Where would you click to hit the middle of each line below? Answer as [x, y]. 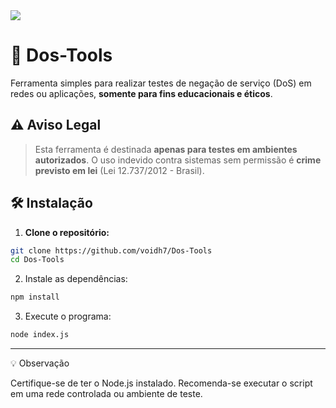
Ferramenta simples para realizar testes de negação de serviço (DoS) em [161, 83]
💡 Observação [40, 363]
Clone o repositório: [67, 232]
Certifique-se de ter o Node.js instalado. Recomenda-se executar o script [161, 383]
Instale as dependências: [76, 279]
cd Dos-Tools [37, 260]
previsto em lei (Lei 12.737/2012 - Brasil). [119, 170]
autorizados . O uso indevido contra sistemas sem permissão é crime [178, 160]
